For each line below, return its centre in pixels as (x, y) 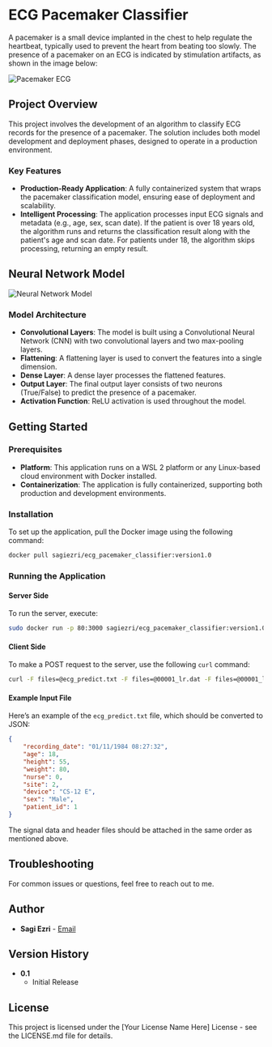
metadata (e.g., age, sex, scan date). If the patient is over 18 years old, (137, 223)
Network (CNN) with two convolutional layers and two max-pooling (132, 341)
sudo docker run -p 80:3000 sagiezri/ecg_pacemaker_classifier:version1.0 (137, 628)
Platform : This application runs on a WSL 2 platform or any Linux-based (140, 467)
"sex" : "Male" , (49, 800)
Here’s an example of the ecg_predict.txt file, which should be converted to (136, 716)
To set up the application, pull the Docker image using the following (121, 532)
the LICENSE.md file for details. (61, 1036)
